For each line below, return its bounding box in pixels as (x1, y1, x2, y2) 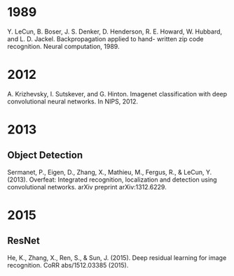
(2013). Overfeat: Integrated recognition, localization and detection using (7, 175, 217, 184)
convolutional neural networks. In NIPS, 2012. (7, 97, 139, 106)
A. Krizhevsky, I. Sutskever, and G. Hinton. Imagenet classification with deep (7, 89, 228, 98)
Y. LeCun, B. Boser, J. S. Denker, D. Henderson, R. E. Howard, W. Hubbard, (7, 27, 223, 36)
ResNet (7, 235, 41, 247)
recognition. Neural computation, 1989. (7, 42, 120, 50)
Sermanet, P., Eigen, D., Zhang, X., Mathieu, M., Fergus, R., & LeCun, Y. (7, 168, 212, 176)
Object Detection (7, 150, 83, 161)
